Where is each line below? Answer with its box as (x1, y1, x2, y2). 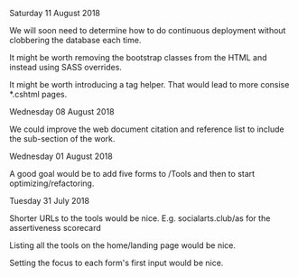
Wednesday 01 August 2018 (9, 151, 113, 162)
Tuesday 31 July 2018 (9, 196, 90, 206)
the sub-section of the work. (9, 134, 116, 143)
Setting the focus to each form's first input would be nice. (9, 257, 224, 268)
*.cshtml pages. (9, 89, 68, 99)
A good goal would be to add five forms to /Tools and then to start (9, 169, 256, 179)
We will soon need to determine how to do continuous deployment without (9, 25, 286, 35)
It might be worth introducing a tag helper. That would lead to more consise (9, 79, 290, 89)
